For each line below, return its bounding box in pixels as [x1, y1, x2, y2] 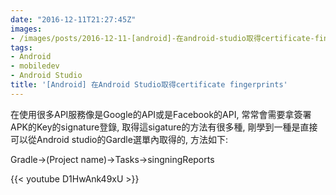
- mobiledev [10, 61, 60, 71]
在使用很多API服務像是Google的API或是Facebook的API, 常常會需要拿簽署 [10, 108, 312, 120]
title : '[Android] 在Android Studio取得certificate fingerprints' [10, 80, 288, 90]
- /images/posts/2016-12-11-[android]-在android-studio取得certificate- [10, 33, 315, 43]
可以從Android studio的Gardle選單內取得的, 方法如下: [10, 133, 228, 145]
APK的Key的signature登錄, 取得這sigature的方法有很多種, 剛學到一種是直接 [10, 121, 318, 133]
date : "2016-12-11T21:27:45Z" [10, 14, 137, 25]
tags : [10, 42, 33, 53]
